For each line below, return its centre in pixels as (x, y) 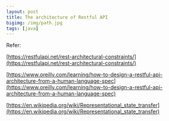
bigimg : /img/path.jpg (34, 23)
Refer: (14, 45)
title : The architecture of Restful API (57, 17)
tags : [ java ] (22, 28)
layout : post (22, 12)
